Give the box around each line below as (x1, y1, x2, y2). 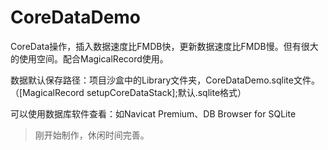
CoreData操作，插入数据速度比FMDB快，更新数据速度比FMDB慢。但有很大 (10, 40, 319, 52)
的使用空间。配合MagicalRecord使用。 (10, 52, 169, 65)
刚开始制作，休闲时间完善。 (34, 129, 150, 141)
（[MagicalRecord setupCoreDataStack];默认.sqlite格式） (10, 86, 247, 98)
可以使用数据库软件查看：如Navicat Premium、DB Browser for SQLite (10, 107, 297, 120)
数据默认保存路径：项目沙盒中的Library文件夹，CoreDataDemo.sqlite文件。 (10, 74, 320, 86)
